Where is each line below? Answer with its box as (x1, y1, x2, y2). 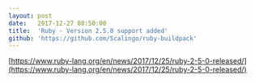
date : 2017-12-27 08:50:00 (8, 19, 107, 27)
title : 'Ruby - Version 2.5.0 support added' (8, 27, 168, 35)
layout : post (8, 11, 53, 20)
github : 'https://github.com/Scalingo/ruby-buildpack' (8, 34, 198, 43)
